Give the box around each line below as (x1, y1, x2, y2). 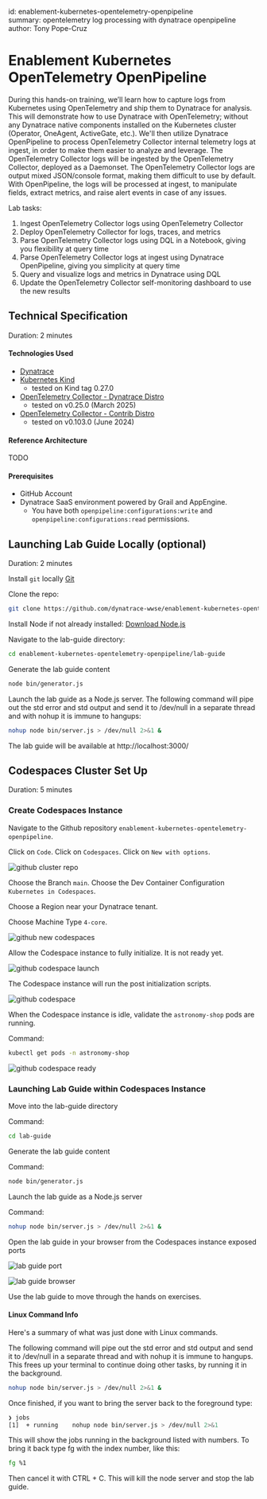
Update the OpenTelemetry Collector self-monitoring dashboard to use (19, 278, 252, 287)
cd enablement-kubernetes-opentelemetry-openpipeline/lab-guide (8, 650, 226, 658)
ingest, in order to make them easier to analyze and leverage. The (8, 145, 223, 154)
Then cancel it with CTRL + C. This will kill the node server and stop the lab (8, 1474, 254, 1483)
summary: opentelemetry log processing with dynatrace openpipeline (8, 15, 237, 25)
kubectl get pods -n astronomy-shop (8, 1048, 130, 1057)
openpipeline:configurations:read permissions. (31, 514, 190, 524)
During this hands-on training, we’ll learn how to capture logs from (8, 95, 226, 104)
